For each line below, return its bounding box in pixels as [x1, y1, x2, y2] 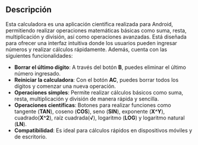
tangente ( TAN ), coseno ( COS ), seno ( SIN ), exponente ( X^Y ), [14, 108, 165, 115]
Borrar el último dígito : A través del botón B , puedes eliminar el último [14, 64, 187, 71]
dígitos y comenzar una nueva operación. [14, 83, 117, 90]
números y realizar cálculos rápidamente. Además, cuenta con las [5, 46, 168, 53]
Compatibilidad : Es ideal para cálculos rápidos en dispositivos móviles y [14, 127, 193, 134]
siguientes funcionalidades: [5, 52, 73, 59]
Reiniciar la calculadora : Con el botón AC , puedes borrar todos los [14, 76, 179, 83]
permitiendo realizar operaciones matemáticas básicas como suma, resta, [5, 27, 187, 34]
